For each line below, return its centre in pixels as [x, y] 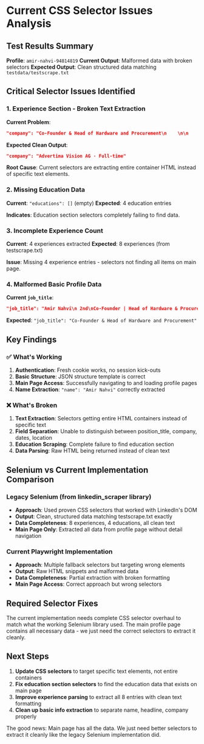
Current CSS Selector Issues [80, 11]
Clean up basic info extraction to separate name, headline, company [102, 710]
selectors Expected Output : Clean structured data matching [81, 67]
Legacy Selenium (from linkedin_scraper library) [79, 496]
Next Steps [28, 657]
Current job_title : [30, 297]
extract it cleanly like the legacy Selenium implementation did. [83, 734]
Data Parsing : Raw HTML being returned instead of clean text [92, 451]
